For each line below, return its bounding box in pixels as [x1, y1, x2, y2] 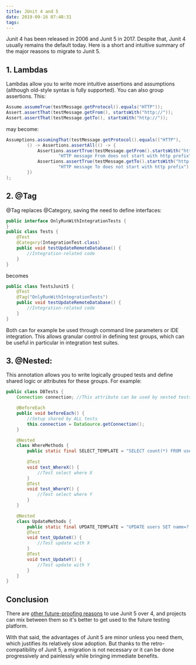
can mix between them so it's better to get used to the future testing [6, 616, 170, 623]
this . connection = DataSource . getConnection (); [27, 421, 145, 427]
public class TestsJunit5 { [6, 283, 75, 290]
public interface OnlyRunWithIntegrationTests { [6, 218, 127, 224]
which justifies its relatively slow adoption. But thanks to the [6, 640, 150, 647]
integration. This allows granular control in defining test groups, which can [6, 333, 185, 340]
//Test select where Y [37, 492, 93, 498]
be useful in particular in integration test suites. [6, 339, 120, 346]
